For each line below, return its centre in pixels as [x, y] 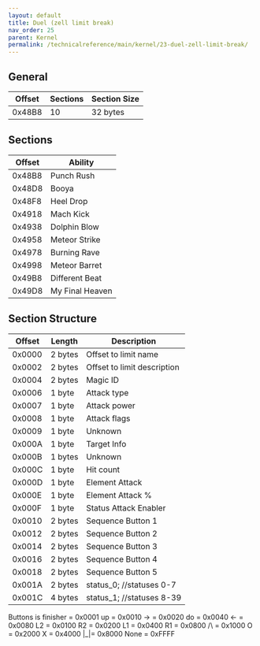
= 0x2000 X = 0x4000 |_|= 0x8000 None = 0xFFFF [92, 633]
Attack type [108, 392]
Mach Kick [70, 213]
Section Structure [52, 319]
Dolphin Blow [75, 227]
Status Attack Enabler [126, 507]
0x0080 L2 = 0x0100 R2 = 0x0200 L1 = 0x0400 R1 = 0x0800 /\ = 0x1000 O [130, 625]
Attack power [111, 405]
